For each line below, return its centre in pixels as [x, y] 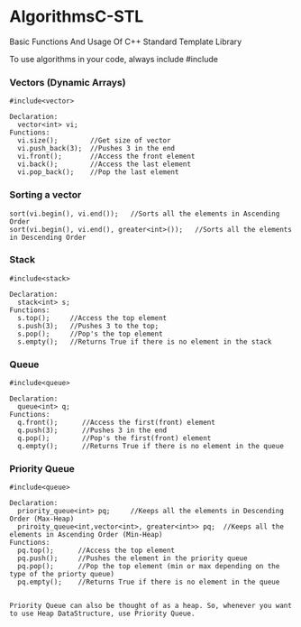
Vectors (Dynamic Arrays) [68, 82]
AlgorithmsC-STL [77, 17]
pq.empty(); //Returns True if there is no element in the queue [149, 582]
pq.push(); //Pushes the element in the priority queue [132, 558]
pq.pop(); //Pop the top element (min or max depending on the [149, 567]
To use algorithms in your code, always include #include [114, 59]
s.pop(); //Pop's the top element [91, 334]
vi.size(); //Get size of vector [94, 141]
